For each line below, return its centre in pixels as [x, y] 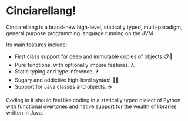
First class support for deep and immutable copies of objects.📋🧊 [93, 56]
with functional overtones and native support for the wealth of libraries [92, 106]
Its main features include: [37, 45]
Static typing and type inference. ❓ [56, 71]
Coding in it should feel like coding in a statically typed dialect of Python [93, 100]
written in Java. [25, 112]
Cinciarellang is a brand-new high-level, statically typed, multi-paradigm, [94, 27]
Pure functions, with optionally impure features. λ [74, 65]
